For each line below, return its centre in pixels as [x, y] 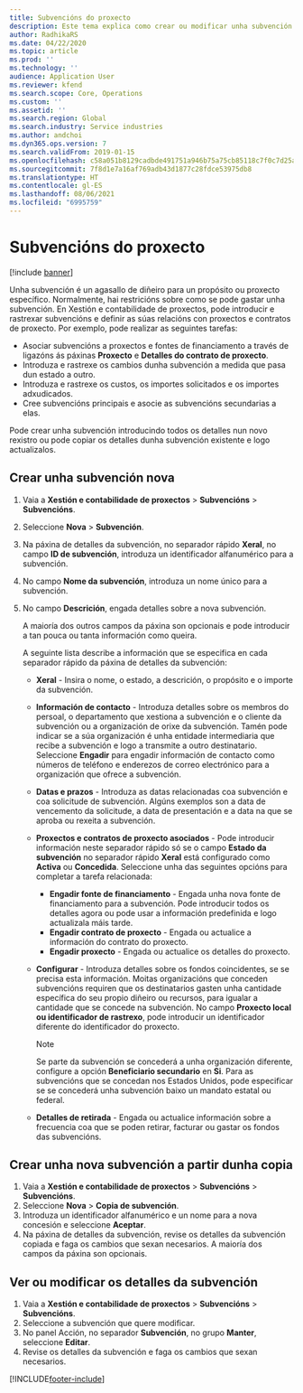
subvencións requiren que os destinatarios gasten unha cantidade [159, 988]
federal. [50, 1099]
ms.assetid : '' [38, 110]
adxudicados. [48, 393]
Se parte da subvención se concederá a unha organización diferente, [164, 1061]
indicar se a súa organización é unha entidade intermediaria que [155, 735]
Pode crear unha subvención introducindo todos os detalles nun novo [138, 430]
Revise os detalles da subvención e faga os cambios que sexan [140, 1352]
